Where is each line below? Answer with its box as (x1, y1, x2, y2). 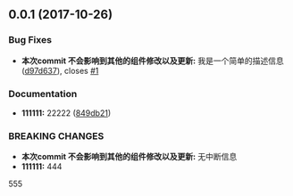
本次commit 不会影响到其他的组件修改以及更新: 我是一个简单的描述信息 (21, 55, 285, 66)
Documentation (8, 87, 78, 100)
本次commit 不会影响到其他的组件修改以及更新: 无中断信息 (21, 151, 238, 162)
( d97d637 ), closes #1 (21, 65, 99, 76)
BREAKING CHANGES (8, 129, 105, 142)
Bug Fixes (8, 34, 53, 46)
